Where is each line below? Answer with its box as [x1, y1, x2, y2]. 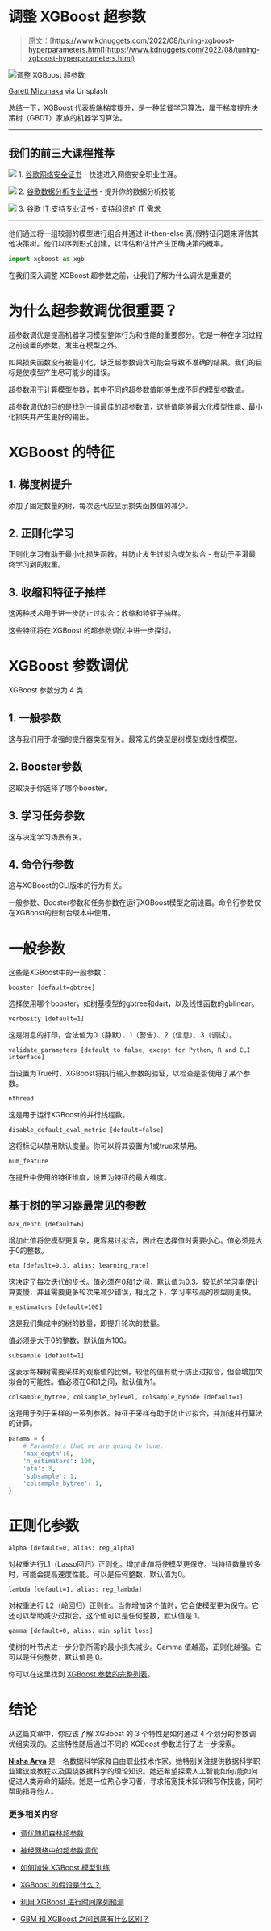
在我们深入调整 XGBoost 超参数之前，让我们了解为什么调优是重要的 [8, 270, 232, 280]
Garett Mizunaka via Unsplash [8, 86, 108, 95]
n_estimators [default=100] [8, 1303, 103, 1311]
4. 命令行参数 [8, 857, 74, 871]
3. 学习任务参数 [8, 809, 85, 822]
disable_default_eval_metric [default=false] [8, 1126, 164, 1134]
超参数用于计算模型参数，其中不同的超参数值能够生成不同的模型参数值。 [8, 385, 248, 394]
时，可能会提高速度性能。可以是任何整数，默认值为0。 [8, 1569, 190, 1580]
